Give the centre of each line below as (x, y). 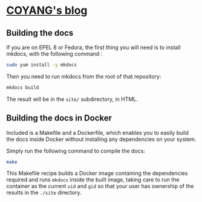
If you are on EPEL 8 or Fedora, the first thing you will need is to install (93, 47)
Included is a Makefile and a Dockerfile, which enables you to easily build (98, 132)
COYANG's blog (47, 11)
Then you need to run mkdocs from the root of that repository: (84, 76)
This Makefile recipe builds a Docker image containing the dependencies (97, 174)
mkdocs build (23, 87)
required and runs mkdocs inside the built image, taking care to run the (93, 180)
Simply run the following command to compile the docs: (76, 151)
